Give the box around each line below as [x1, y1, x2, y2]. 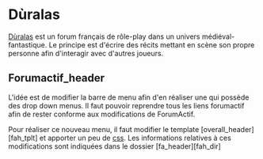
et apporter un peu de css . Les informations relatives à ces [39, 133, 231, 142]
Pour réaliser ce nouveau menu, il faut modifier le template [8, 124, 200, 134]
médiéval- [201, 32, 235, 41]
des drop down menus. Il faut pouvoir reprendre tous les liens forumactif [8, 100, 245, 110]
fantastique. [8, 40, 48, 49]
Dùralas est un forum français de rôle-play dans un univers [8, 32, 200, 41]
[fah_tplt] [8, 133, 38, 142]
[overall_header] [200, 124, 255, 134]
